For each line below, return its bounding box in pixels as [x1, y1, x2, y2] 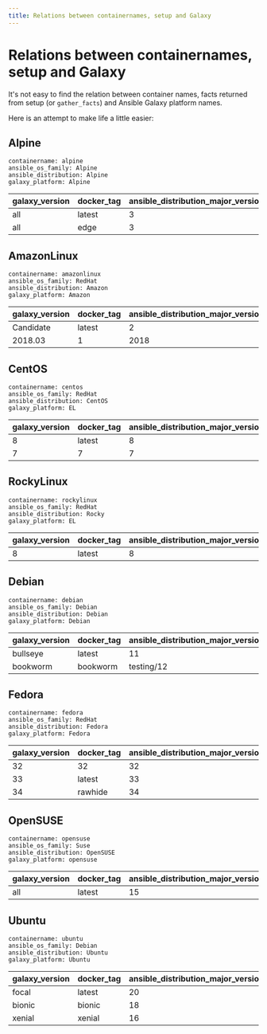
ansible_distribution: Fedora [8, 723, 109, 731]
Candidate [12, 322, 51, 333]
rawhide [77, 786, 109, 797]
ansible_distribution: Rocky [8, 510, 105, 518]
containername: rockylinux [8, 495, 98, 504]
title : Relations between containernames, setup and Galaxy [8, 11, 212, 20]
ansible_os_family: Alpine [8, 164, 98, 172]
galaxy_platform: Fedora [8, 730, 91, 738]
